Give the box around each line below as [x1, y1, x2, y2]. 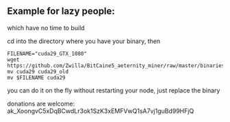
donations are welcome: [7, 99, 75, 108]
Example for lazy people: [7, 5, 115, 17]
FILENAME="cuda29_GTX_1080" [7, 50, 88, 57]
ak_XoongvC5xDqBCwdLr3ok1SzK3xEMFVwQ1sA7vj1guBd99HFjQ [7, 106, 194, 115]
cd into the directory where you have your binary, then [7, 37, 161, 45]
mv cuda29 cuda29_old [7, 68, 69, 75]
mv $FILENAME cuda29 [7, 74, 66, 81]
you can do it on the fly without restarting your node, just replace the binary [7, 86, 220, 95]
